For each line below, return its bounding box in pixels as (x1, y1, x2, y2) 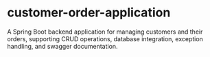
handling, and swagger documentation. (7, 42, 118, 50)
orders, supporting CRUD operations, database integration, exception (7, 34, 204, 43)
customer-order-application (7, 5, 171, 21)
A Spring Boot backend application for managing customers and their (7, 27, 203, 36)
